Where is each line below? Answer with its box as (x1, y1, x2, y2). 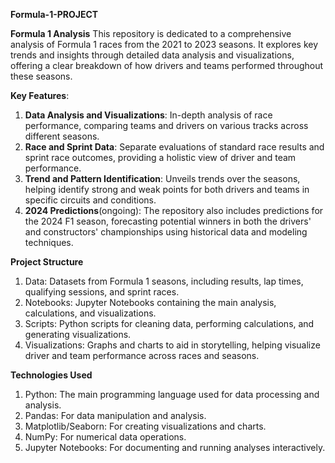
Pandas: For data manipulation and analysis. (24, 410, 207, 421)
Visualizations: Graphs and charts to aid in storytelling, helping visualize (24, 339, 321, 351)
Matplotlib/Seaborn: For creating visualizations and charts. (24, 420, 267, 432)
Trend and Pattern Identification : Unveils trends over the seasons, (24, 173, 301, 184)
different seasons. (24, 130, 100, 142)
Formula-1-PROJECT (10, 9, 99, 20)
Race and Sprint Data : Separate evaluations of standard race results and (24, 141, 325, 153)
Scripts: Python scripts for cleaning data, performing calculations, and (24, 318, 315, 329)
